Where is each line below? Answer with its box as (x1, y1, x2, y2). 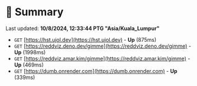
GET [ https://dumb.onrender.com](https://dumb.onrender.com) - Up (14, 67, 178, 74)
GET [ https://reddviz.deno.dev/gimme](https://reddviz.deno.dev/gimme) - (14, 42, 192, 49)
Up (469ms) (14, 61, 44, 68)
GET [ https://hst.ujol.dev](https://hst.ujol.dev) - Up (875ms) (14, 36, 157, 43)
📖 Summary (5, 5, 64, 19)
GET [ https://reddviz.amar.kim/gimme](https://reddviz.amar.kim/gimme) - (14, 55, 191, 62)
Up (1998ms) (14, 48, 46, 55)
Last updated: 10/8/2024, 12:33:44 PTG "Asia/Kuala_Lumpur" (5, 25, 160, 32)
